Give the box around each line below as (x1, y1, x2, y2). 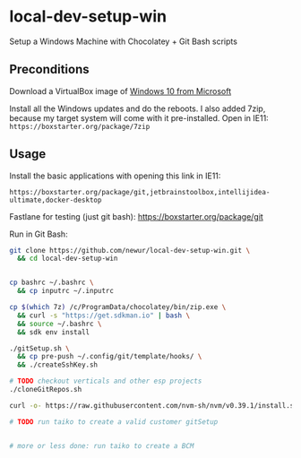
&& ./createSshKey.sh (17, 360, 99, 369)
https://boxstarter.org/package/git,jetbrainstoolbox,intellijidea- (9, 187, 271, 196)
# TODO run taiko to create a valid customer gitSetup (9, 417, 219, 427)
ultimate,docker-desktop (9, 195, 102, 204)
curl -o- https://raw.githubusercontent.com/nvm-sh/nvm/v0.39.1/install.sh (9, 401, 298, 410)
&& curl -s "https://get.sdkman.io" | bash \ (17, 311, 191, 320)
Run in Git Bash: (9, 229, 69, 239)
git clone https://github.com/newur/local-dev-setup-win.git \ (9, 246, 251, 255)
